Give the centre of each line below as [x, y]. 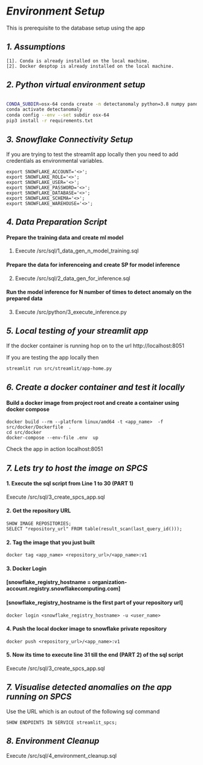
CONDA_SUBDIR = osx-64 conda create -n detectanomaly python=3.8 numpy [96, 104]
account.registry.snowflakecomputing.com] [63, 589]
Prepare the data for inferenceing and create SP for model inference [93, 265]
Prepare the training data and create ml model [65, 237]
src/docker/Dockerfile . [39, 427]
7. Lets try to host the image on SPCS [77, 468]
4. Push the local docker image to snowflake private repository [87, 629]
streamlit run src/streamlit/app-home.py [59, 368]
